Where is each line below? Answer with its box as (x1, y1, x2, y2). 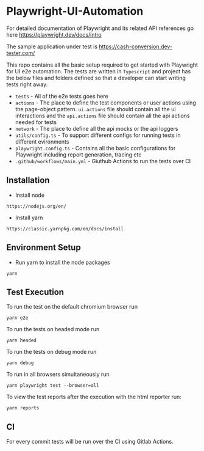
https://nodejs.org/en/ (6, 203, 67, 209)
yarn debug (6, 360, 34, 366)
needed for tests (15, 118, 57, 126)
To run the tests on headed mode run (6, 326, 100, 333)
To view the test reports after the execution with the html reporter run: (6, 393, 181, 401)
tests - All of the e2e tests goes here (15, 92, 108, 100)
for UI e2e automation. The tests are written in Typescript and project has (6, 67, 191, 75)
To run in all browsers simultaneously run (6, 371, 110, 378)
